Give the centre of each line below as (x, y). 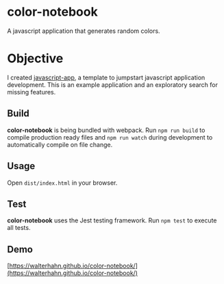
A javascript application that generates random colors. (84, 31)
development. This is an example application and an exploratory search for (112, 85)
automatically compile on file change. (60, 144)
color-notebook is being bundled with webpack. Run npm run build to (106, 130)
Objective (35, 59)
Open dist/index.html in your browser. (62, 183)
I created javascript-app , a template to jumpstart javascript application (106, 77)
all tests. (19, 228)
